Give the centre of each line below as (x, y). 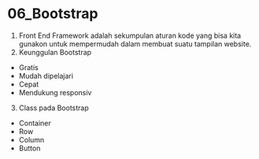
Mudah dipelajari (46, 76)
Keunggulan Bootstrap (55, 52)
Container (35, 123)
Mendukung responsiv (55, 92)
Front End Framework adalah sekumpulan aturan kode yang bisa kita (130, 35)
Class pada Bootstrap (54, 108)
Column (31, 139)
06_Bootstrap (53, 14)
